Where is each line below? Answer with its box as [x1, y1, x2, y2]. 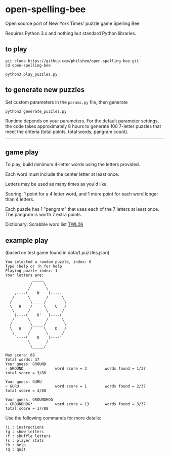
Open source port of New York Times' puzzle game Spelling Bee [5, 20, 140, 26]
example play [5, 236, 49, 245]
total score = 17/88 [5, 406, 49, 411]
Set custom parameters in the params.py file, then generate [5, 99, 128, 105]
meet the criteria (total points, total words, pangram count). [5, 128, 129, 135]
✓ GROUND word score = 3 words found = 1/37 [5, 366, 146, 371]
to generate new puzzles [5, 85, 85, 94]
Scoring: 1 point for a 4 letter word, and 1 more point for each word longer [5, 191, 158, 197]
